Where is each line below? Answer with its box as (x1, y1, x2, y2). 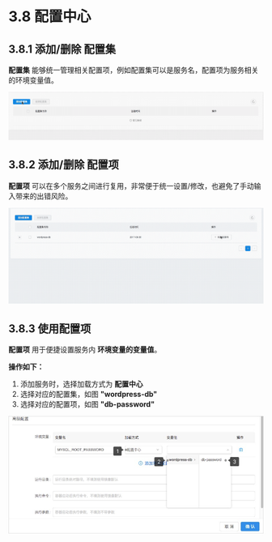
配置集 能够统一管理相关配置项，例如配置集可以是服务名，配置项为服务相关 (8, 66, 259, 75)
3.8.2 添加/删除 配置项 (8, 158, 120, 172)
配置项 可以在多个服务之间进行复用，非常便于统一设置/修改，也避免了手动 (8, 181, 254, 190)
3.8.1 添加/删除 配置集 (8, 42, 117, 56)
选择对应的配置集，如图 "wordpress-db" (19, 390, 158, 399)
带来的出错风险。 (15, 191, 73, 201)
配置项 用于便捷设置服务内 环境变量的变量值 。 (8, 345, 162, 355)
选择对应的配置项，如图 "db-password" (19, 399, 155, 409)
